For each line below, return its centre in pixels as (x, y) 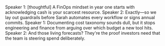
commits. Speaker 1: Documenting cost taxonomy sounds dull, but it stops (80, 23)
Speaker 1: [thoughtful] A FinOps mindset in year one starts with (70, 7)
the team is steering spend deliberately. (45, 38)
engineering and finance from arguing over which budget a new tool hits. (79, 28)
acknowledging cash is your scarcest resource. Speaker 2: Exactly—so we (81, 12)
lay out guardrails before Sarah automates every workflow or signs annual (80, 17)
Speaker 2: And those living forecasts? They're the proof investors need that (82, 33)
